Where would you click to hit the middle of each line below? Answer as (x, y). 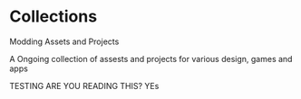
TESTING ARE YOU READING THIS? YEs (84, 85)
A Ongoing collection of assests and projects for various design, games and (151, 58)
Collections (53, 17)
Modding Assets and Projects (64, 41)
